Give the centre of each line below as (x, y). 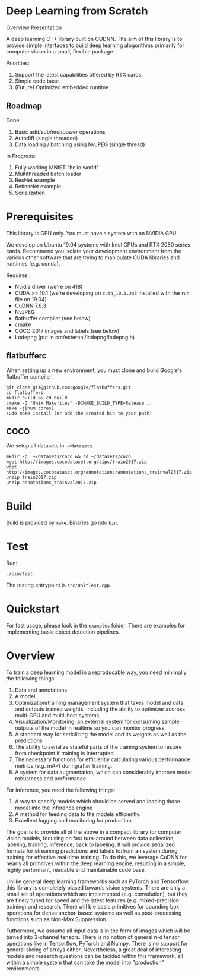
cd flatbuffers (25, 393)
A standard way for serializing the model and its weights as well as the (100, 735)
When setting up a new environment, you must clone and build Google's (94, 370)
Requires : (18, 275)
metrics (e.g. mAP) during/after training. (63, 766)
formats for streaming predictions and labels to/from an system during (92, 851)
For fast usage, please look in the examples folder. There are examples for (96, 626)
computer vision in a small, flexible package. (60, 51)
